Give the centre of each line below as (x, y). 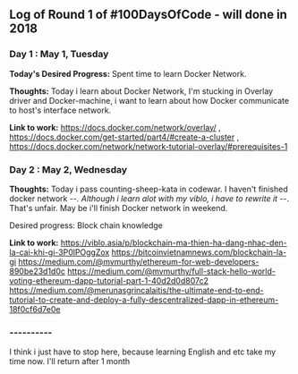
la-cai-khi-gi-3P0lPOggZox (60, 252)
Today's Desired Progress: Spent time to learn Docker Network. (128, 73)
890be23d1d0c (37, 271)
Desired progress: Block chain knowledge (86, 225)
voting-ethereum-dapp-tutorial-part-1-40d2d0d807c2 (109, 280)
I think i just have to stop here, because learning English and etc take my (143, 352)
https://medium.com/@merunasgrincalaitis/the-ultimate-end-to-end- (136, 290)
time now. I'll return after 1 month (70, 361)
